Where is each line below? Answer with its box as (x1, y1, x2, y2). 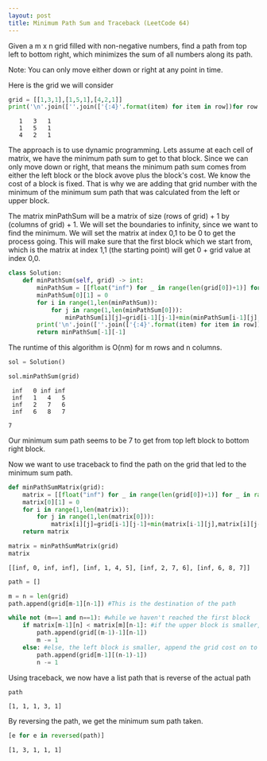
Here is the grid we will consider (8, 80, 114, 90)
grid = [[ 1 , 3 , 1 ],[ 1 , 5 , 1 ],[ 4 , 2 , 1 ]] (8, 96, 123, 103)
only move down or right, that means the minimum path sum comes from (8, 162, 246, 172)
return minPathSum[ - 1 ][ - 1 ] (37, 328, 126, 337)
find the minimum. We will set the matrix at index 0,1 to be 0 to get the (8, 228, 236, 238)
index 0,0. (8, 254, 41, 263)
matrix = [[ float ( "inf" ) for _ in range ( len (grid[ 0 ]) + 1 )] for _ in (22, 490, 250, 498)
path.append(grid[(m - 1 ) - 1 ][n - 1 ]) (37, 629, 148, 637)
